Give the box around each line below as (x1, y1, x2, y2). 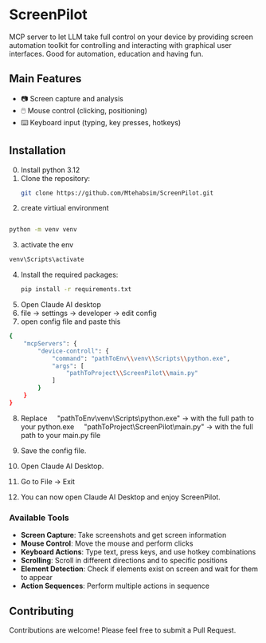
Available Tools (9, 512, 70, 523)
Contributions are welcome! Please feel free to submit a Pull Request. (9, 625, 237, 635)
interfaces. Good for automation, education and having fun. (9, 49, 204, 58)
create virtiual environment (20, 203, 110, 213)
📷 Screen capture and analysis (20, 93, 124, 103)
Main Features (9, 72, 82, 85)
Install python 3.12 (20, 165, 80, 175)
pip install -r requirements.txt (20, 286, 132, 294)
